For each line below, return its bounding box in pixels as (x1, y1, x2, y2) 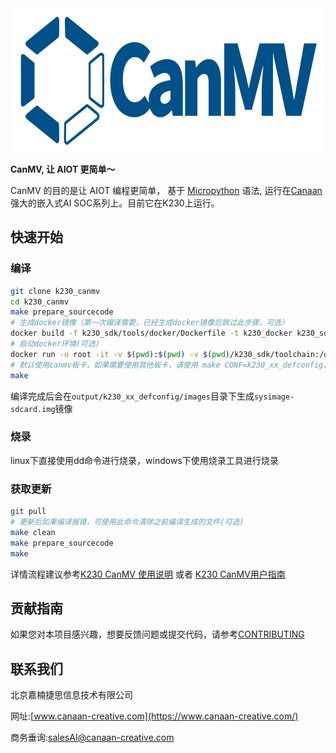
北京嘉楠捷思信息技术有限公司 (10, 689, 133, 701)
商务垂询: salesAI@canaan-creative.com (10, 732, 175, 744)
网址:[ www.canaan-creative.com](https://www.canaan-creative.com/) (10, 710, 299, 722)
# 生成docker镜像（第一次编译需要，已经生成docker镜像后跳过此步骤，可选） (10, 318, 290, 328)
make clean (10, 527, 56, 537)
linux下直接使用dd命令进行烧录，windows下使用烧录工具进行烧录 (10, 454, 279, 466)
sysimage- (253, 392, 295, 402)
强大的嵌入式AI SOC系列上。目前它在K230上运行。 (10, 197, 220, 209)
